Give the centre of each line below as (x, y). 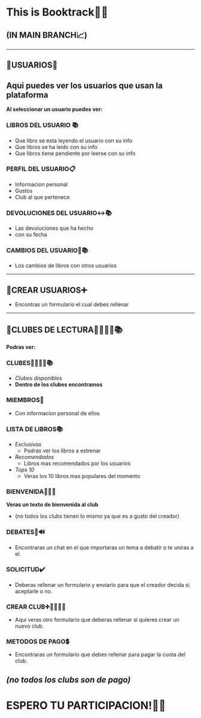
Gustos (24, 190)
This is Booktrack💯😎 (57, 12)
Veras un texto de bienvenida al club (52, 504)
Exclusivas (28, 444)
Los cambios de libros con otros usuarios (66, 266)
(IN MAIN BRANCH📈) (47, 35)
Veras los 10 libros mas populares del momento (82, 476)
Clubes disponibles (39, 378)
